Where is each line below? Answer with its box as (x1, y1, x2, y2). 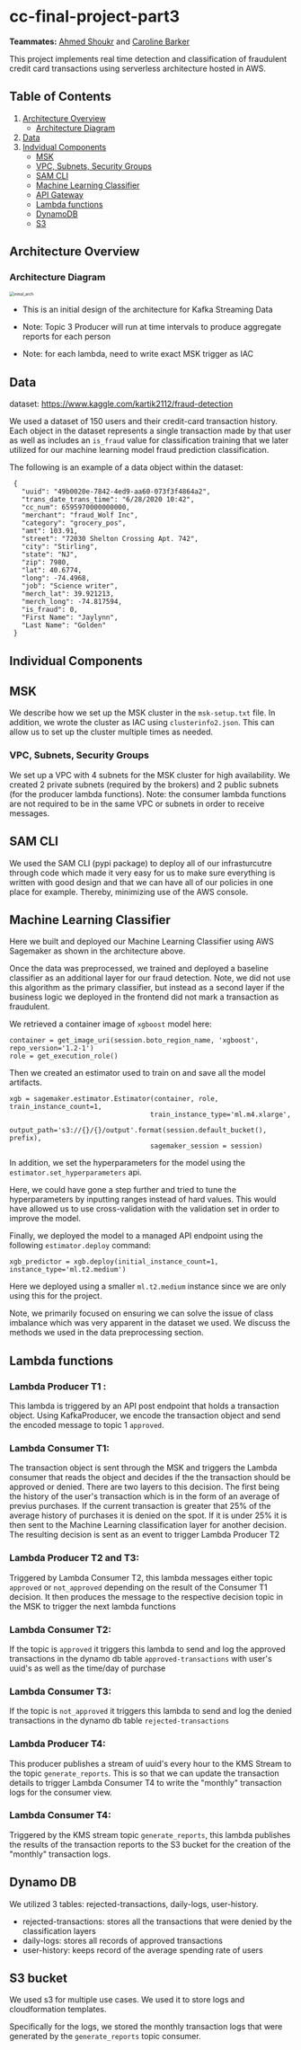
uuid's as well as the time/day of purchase (9, 1663, 166, 1673)
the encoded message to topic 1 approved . (9, 1420, 164, 1431)
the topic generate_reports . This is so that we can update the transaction (9, 1768, 280, 1779)
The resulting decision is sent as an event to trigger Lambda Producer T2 (9, 1530, 280, 1540)
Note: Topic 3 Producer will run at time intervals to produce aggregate (22, 322, 281, 333)
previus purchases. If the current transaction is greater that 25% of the (9, 1501, 271, 1512)
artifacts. (9, 1077, 43, 1088)
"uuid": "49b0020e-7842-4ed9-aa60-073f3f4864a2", (21, 487, 211, 496)
